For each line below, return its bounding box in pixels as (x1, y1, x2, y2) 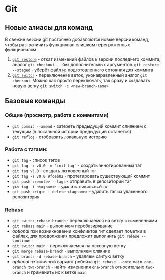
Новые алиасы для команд (5, 23, 93, 32)
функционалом (5, 47, 37, 52)
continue (12, 238, 31, 243)
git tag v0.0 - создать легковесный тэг (12, 167, 97, 174)
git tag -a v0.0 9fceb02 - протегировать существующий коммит (12, 173, 150, 179)
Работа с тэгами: (5, 146, 48, 153)
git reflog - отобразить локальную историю (12, 134, 107, 140)
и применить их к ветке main (27, 269, 87, 275)
